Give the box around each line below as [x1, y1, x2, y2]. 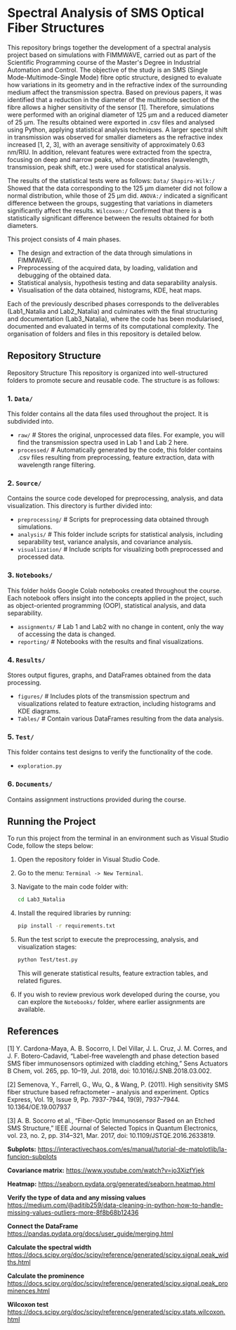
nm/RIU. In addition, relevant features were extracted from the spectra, [7, 148, 212, 156]
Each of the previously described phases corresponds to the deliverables [7, 299, 220, 308]
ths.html [7, 1258, 31, 1266]
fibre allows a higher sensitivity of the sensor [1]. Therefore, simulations [7, 103, 214, 111]
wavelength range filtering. [17, 461, 96, 469]
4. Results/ [7, 654, 46, 664]
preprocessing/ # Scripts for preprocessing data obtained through [17, 515, 209, 524]
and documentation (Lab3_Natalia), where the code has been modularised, [7, 315, 224, 323]
